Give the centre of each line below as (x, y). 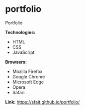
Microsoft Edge (28, 82)
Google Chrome (29, 76)
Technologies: (20, 32)
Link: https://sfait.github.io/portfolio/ (42, 102)
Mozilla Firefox (27, 71)
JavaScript (23, 52)
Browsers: (16, 62)
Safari (18, 92)
